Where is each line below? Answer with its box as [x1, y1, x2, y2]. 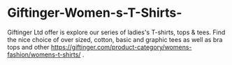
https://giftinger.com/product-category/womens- [51, 43, 192, 51]
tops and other [7, 43, 50, 51]
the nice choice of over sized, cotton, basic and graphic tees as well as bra [7, 35, 223, 43]
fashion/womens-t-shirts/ [7, 50, 81, 59]
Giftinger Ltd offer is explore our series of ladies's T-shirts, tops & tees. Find [7, 28, 226, 36]
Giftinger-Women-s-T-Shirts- [7, 5, 182, 21]
